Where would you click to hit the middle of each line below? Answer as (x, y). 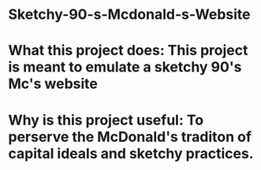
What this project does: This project (128, 51)
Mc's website (53, 84)
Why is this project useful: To (106, 120)
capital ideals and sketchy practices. (131, 153)
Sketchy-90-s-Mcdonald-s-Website (129, 15)
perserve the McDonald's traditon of (130, 137)
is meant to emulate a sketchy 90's (125, 67)
